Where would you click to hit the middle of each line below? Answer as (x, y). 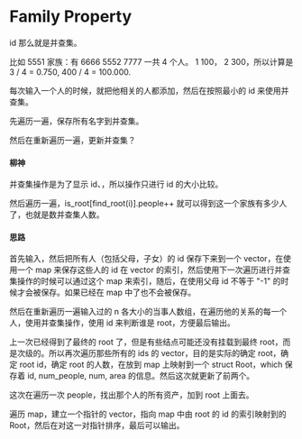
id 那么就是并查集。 (46, 42)
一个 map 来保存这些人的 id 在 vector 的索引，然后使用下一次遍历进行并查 (154, 270)
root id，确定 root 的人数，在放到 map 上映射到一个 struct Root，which (151, 365)
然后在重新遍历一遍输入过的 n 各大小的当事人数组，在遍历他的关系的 (137, 312)
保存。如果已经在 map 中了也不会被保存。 (118, 293)
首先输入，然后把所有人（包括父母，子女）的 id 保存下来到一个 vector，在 (146, 259)
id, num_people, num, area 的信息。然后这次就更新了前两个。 (141, 376)
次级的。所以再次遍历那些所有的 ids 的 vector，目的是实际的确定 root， (149, 353)
